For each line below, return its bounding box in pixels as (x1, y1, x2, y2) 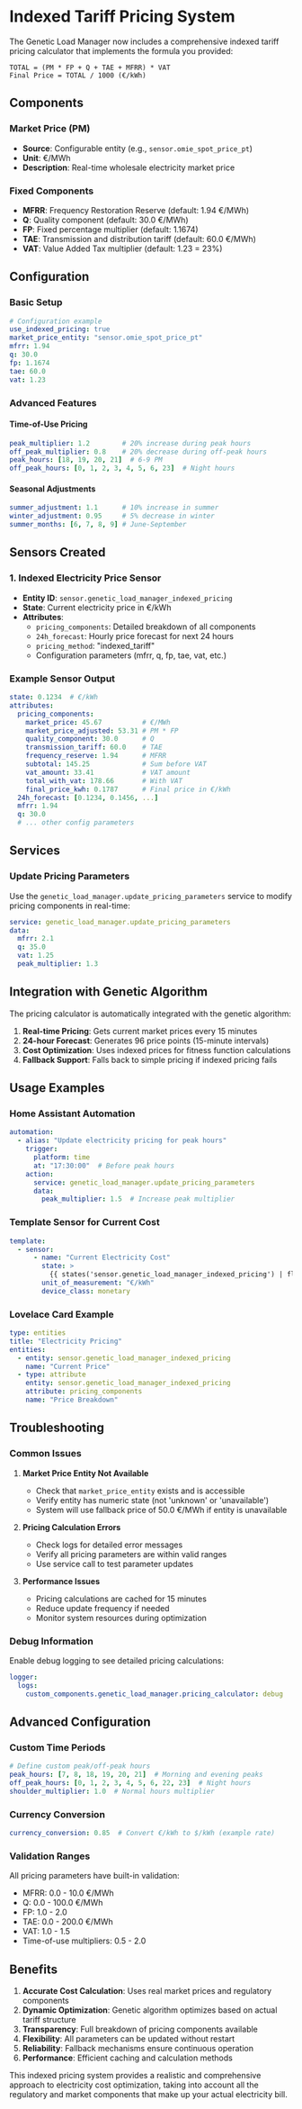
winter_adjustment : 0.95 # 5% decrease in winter (9, 511, 216, 521)
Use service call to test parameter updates (35, 1558, 194, 1569)
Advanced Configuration (9, 1714, 151, 1729)
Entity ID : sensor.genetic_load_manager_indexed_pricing (22, 592, 233, 603)
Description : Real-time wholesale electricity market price (22, 162, 235, 173)
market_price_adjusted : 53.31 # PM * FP (25, 726, 179, 735)
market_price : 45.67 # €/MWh (25, 717, 171, 726)
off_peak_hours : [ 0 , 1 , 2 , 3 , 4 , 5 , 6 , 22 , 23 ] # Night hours (9, 1779, 252, 1788)
